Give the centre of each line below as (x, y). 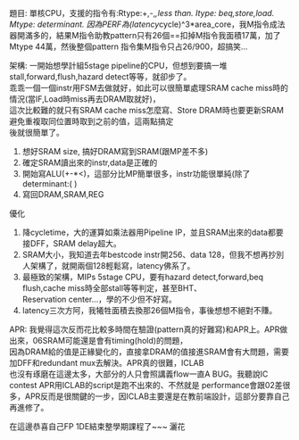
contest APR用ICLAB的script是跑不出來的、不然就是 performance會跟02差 (146, 385)
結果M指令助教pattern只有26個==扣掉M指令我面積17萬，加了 (168, 35)
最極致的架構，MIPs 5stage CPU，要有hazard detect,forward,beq (143, 277)
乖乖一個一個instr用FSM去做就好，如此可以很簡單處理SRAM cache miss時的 (149, 88)
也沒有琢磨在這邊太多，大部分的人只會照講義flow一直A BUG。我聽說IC (139, 374)
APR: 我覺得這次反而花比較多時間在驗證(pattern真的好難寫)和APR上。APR (145, 329)
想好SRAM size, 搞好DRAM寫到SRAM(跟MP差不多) (115, 151)
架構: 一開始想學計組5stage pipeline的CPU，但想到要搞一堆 (118, 66)
